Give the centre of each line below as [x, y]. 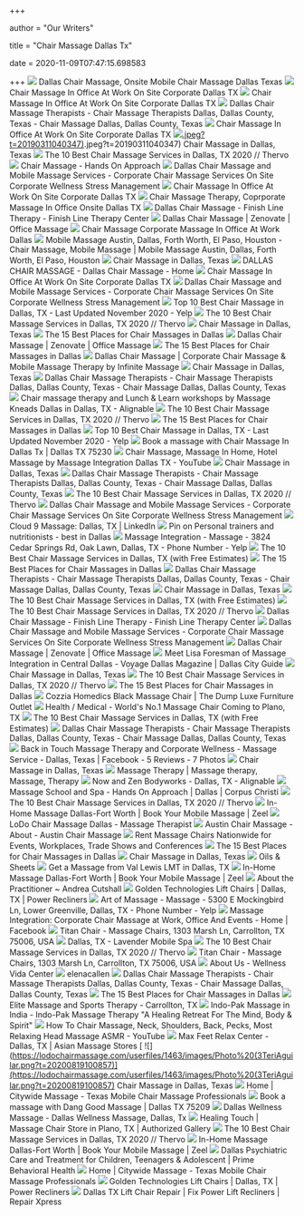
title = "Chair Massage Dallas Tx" [71, 45]
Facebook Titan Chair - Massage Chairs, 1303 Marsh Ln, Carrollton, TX [147, 931]
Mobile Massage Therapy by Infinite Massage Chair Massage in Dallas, [147, 367]
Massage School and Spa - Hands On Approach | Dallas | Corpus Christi [144, 792]
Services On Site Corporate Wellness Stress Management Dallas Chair [146, 642]
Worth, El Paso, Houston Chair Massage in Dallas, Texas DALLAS [142, 260]
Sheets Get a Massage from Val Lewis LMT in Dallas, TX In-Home [142, 867]
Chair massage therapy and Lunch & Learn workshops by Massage [146, 398]
